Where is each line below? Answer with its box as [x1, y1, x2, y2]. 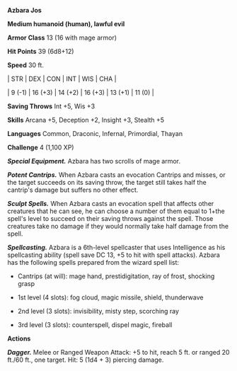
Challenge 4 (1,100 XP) [7, 143, 74, 152]
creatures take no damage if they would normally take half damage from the [7, 222, 229, 230]
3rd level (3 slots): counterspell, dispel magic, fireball [17, 321, 173, 329]
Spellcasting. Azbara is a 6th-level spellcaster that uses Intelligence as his [7, 244, 226, 251]
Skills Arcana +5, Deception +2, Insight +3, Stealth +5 [7, 116, 165, 124]
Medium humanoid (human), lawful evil [7, 20, 125, 28]
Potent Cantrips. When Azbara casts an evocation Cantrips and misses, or [7, 171, 226, 179]
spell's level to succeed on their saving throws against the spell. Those [7, 215, 214, 222]
